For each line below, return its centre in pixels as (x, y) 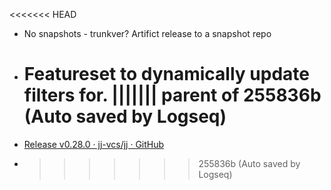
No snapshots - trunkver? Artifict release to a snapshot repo (147, 33)
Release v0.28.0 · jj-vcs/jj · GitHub (94, 144)
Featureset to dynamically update (166, 74)
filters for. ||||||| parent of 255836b (172, 95)
